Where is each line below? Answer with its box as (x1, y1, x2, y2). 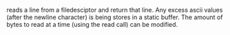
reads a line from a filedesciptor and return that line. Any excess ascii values (6, 6, 223, 14)
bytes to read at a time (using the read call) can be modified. (6, 21, 178, 28)
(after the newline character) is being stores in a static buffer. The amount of (6, 13, 223, 21)
